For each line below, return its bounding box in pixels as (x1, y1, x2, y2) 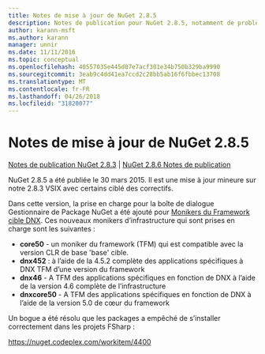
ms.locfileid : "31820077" (8, 100, 93, 107)
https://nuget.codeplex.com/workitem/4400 (8, 337, 151, 347)
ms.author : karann (8, 33, 69, 42)
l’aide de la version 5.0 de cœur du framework (19, 298, 170, 308)
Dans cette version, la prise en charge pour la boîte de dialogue (8, 199, 215, 209)
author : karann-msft (8, 26, 77, 34)
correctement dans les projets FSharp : (8, 322, 136, 332)
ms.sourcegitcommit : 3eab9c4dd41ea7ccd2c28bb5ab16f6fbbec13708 (8, 70, 221, 78)
